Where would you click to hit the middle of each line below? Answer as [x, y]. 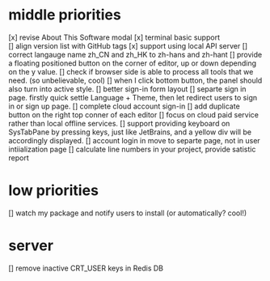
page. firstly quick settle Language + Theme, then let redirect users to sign [133, 97]
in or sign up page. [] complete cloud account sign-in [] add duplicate [124, 106]
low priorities [54, 191]
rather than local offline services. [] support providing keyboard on [119, 123]
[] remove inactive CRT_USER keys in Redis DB [86, 268]
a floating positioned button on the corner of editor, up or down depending [133, 63]
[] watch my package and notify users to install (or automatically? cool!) [128, 213]
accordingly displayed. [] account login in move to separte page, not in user [134, 140]
